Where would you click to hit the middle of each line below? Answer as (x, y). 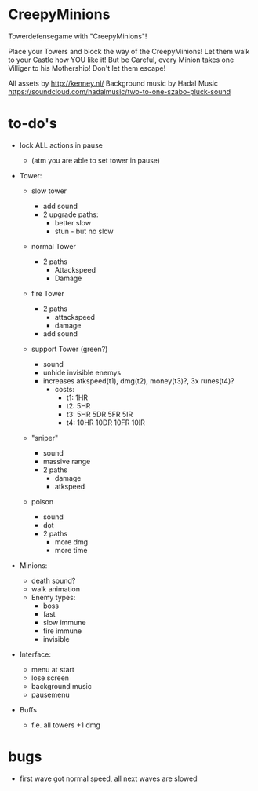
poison (42, 501)
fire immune (62, 631)
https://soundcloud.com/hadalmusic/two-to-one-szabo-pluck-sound (120, 91)
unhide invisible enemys (82, 372)
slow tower (49, 191)
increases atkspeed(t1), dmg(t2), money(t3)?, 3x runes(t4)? (138, 381)
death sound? (53, 580)
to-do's (33, 124)
